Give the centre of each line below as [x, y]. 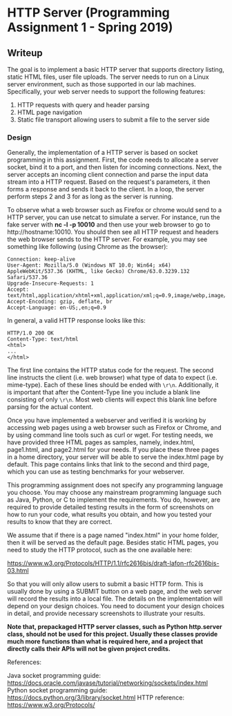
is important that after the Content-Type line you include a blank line [104, 393]
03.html [18, 571]
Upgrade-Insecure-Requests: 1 [51, 284]
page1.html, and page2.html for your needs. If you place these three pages [113, 450]
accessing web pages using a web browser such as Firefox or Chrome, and [115, 428]
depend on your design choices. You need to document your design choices [116, 606]
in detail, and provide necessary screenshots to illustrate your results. [106, 614]
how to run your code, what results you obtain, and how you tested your [109, 515]
